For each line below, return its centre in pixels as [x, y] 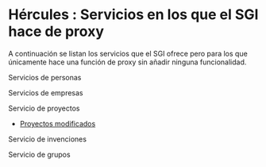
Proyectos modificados [58, 123]
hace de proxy [56, 31]
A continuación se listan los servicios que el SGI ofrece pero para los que [128, 53]
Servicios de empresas [46, 92]
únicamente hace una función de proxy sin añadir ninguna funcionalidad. [127, 62]
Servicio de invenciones [48, 139]
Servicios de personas [45, 77]
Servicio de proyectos [44, 108]
